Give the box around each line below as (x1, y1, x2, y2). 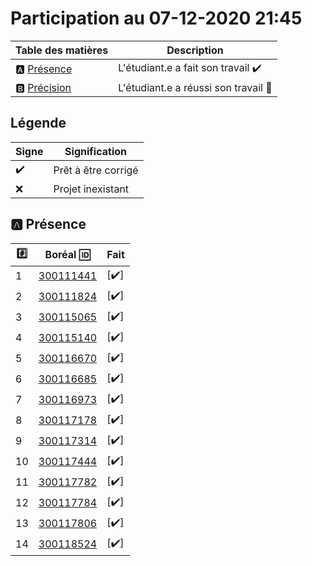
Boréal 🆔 (44, 248, 91, 262)
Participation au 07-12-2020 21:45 (10, 7, 303, 30)
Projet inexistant (53, 182, 130, 196)
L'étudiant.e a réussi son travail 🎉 (118, 80, 273, 94)
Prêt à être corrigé (53, 163, 139, 177)
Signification (64, 144, 127, 158)
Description (166, 43, 224, 57)
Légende (10, 115, 67, 132)
